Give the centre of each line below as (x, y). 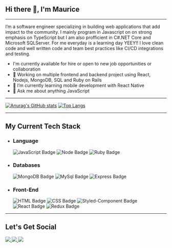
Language (25, 141)
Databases (26, 165)
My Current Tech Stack (43, 127)
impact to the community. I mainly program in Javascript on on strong (79, 32)
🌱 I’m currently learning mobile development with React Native (78, 85)
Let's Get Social (31, 227)
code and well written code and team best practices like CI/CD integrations (84, 48)
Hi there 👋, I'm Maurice (42, 9)
